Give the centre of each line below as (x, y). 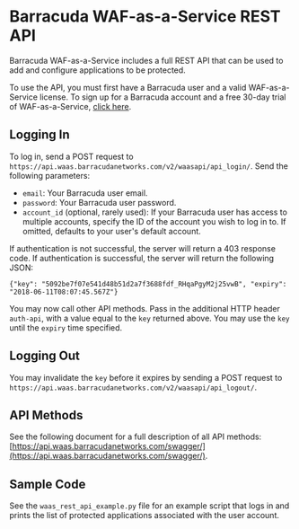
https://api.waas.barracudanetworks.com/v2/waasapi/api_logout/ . (133, 387)
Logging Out (45, 356)
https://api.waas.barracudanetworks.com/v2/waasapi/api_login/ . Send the (149, 166)
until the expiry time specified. (66, 327)
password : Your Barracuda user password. (99, 202)
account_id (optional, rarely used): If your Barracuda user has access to (154, 212)
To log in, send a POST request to (71, 156)
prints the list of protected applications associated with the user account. (145, 516)
